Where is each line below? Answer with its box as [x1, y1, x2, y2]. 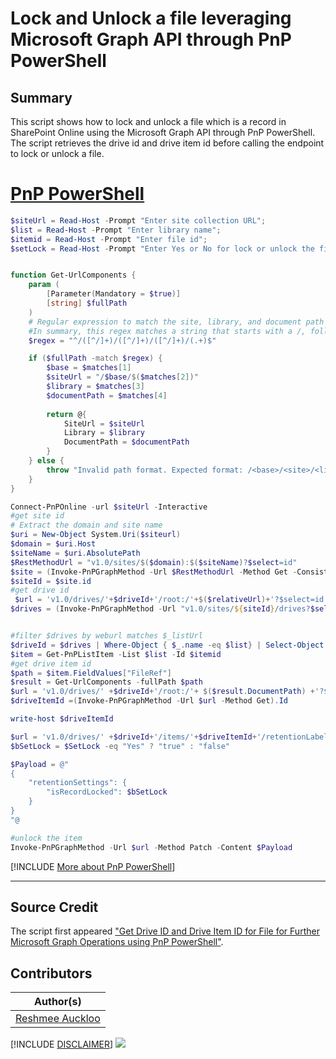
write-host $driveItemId [10, 714, 114, 724]
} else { [28, 456, 65, 466]
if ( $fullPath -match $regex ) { [28, 353, 163, 364]
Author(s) [34, 995, 82, 1009]
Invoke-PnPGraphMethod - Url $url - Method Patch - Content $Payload [10, 842, 293, 852]
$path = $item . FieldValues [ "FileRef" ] [10, 668, 172, 678]
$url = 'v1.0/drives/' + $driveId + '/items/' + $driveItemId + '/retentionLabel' [10, 732, 333, 742]
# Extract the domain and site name [10, 520, 163, 531]
